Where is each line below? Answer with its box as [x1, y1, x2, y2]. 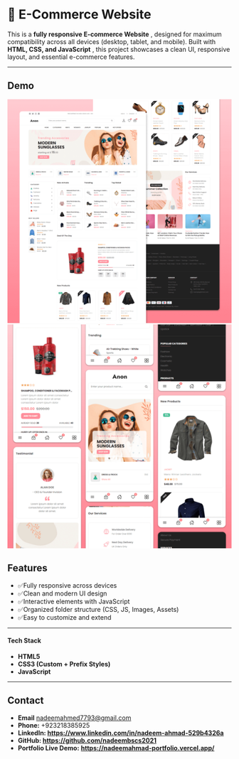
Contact [7, 694, 44, 706]
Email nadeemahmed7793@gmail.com [17, 714, 132, 722]
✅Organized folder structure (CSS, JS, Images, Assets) [17, 605, 179, 613]
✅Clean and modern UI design [17, 589, 107, 598]
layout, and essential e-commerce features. [7, 53, 135, 61]
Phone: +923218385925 [17, 721, 90, 729]
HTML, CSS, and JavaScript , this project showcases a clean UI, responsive [7, 45, 230, 53]
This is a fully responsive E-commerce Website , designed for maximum [7, 30, 222, 38]
